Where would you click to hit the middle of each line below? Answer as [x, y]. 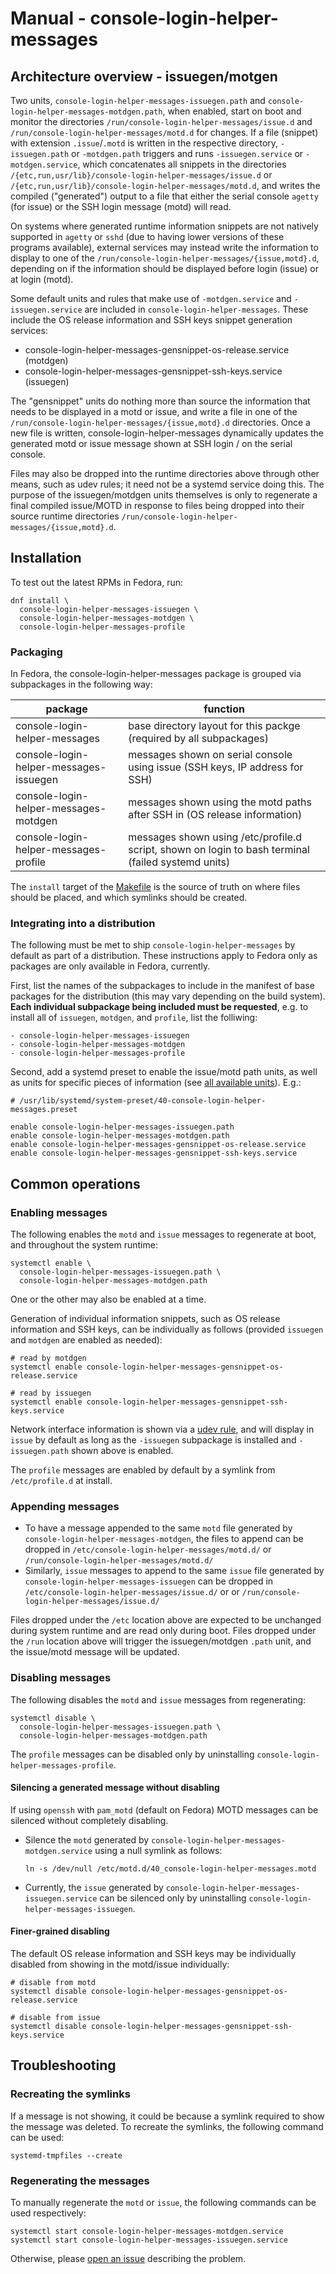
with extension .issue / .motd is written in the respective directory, [144, 143]
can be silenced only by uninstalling [173, 1898]
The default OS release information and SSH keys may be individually [153, 1954]
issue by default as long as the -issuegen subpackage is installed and [153, 1440]
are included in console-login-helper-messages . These [196, 309]
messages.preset [44, 1110]
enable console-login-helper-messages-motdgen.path [120, 1136]
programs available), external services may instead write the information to [164, 247]
